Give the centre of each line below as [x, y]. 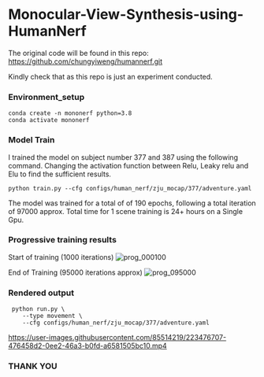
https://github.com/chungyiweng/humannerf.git [86, 61]
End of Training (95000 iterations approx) [76, 272]
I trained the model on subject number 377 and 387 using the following [123, 157]
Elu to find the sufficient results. [60, 174]
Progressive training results [62, 240]
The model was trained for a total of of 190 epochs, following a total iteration [132, 203]
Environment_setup [46, 97]
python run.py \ [38, 309]
